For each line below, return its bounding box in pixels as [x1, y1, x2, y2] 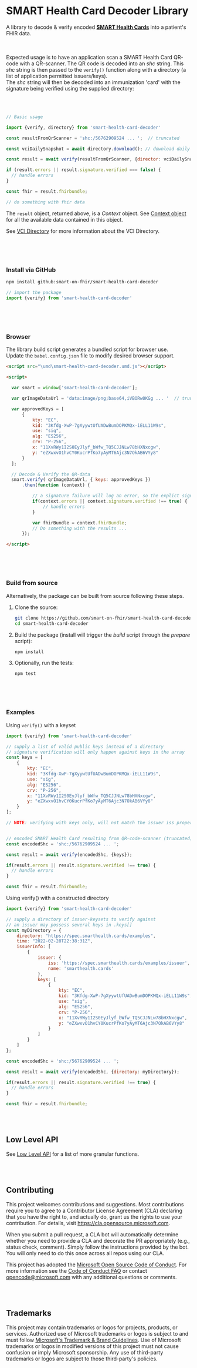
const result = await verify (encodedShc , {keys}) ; [6, 851, 133, 858]
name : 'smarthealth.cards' [47, 965, 114, 971]
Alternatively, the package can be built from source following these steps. [6, 592, 185, 599]
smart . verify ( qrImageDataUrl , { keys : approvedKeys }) [11, 477, 151, 483]
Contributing [6, 1185, 54, 1195]
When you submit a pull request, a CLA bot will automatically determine [6, 1230, 179, 1238]
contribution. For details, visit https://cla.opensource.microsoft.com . [6, 1219, 171, 1226]
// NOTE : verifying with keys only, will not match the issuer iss [6, 820, 175, 826]
